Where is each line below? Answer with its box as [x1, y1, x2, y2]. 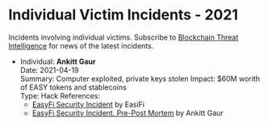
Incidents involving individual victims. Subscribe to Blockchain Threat [8, 32, 239, 42]
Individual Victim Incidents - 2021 [8, 6, 238, 24]
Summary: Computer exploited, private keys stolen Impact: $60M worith [19, 73, 261, 83]
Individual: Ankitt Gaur [19, 57, 96, 66]
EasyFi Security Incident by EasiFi [31, 99, 145, 109]
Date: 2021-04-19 [19, 65, 79, 74]
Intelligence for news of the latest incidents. [8, 40, 154, 50]
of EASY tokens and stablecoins [19, 82, 127, 92]
